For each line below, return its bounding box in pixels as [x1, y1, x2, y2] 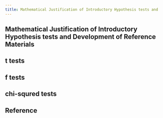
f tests [5, 73, 25, 82]
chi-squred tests [5, 90, 57, 98]
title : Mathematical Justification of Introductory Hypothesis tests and [5, 7, 159, 12]
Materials [5, 40, 35, 49]
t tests [5, 57, 25, 65]
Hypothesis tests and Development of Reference [5, 33, 156, 41]
